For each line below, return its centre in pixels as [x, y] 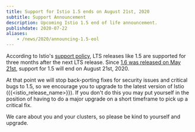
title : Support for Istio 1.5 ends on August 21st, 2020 [78, 12]
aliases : [17, 34]
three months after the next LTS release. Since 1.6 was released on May [93, 62]
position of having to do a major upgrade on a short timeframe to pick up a [97, 99]
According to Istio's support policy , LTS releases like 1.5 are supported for [96, 56]
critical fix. [19, 105]
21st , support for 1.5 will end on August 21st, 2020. [68, 68]
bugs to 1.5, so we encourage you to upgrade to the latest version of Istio [95, 86]
